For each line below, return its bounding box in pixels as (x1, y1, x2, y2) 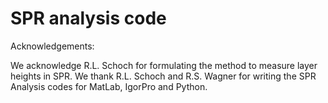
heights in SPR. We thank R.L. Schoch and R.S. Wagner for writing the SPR (10, 70, 317, 82)
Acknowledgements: (10, 40, 95, 52)
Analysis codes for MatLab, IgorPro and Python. (10, 80, 208, 92)
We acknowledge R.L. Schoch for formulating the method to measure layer (10, 59, 318, 71)
